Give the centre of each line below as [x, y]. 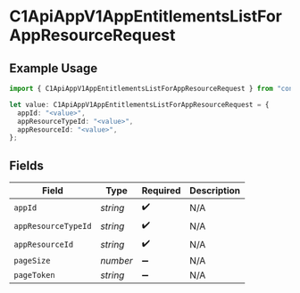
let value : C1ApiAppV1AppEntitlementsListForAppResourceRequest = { [139, 104]
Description [215, 191]
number [117, 261]
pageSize [32, 261]
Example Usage [54, 68]
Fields [27, 165]
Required [161, 191]
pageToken [34, 275]
